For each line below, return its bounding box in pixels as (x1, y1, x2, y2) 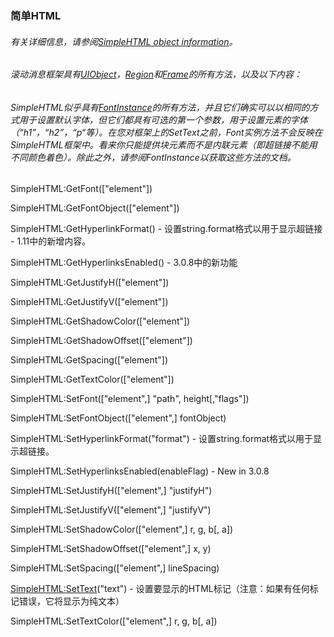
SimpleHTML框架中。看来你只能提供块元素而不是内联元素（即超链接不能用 (10, 138, 318, 151)
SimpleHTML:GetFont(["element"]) (10, 183, 153, 195)
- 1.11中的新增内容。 (10, 235, 92, 247)
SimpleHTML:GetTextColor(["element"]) (10, 373, 175, 386)
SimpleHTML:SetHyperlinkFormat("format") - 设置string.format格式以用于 (10, 433, 314, 445)
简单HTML (10, 8, 62, 22)
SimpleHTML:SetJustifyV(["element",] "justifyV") (10, 504, 212, 516)
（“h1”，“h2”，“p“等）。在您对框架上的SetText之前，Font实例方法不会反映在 (10, 126, 323, 138)
